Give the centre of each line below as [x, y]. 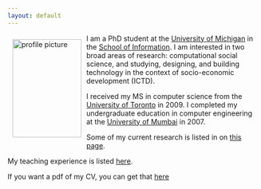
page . [96, 145]
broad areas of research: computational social [162, 55]
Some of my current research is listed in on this [164, 137]
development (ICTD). [121, 81]
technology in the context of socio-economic [160, 72]
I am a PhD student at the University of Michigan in [170, 38]
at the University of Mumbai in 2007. [146, 121]
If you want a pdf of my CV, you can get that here [88, 176]
